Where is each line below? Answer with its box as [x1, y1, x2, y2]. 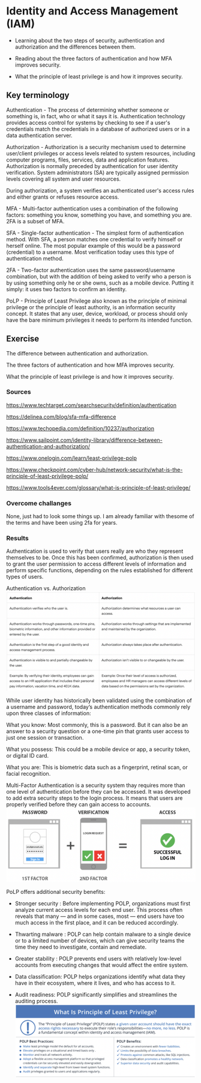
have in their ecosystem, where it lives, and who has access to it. [14, 980, 176, 987]
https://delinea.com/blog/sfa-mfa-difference [6, 413, 116, 420]
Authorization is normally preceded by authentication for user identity [6, 162, 178, 169]
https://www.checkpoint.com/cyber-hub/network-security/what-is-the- [6, 466, 183, 473]
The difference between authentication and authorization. [6, 349, 149, 357]
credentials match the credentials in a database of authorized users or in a [6, 125, 190, 133]
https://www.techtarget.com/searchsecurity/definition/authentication [6, 401, 177, 409]
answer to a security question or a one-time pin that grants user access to [6, 728, 190, 735]
